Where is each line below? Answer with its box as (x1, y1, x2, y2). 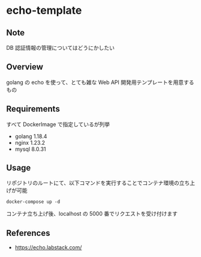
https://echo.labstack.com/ (14, 244, 82, 251)
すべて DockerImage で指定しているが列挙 (6, 121, 110, 128)
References (6, 228, 50, 238)
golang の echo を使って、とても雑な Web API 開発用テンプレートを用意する (6, 79, 194, 86)
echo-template (6, 4, 82, 17)
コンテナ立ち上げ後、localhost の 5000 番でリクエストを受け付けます (6, 210, 178, 217)
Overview (6, 62, 44, 72)
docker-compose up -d (6, 199, 61, 205)
